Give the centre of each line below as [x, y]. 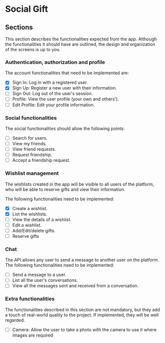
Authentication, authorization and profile [55, 62]
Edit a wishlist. [27, 225]
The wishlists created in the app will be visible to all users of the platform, [80, 184]
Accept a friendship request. [41, 160]
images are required [33, 335]
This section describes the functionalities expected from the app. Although [81, 39]
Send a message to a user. [39, 275]
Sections [19, 27]
